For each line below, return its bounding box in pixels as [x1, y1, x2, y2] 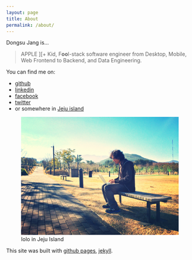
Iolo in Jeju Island [21, 236, 64, 243]
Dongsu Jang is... [6, 39, 49, 46]
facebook [14, 93, 39, 100]
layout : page [6, 9, 39, 15]
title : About [6, 15, 39, 22]
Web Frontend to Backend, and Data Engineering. [20, 57, 142, 64]
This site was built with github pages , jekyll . [6, 247, 113, 255]
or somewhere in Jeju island [14, 105, 84, 112]
